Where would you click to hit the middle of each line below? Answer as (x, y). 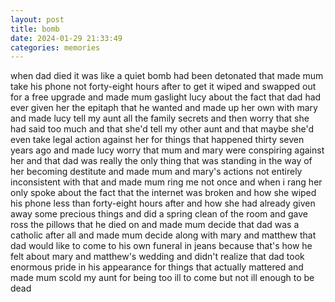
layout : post (37, 19)
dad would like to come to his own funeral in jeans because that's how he (161, 246)
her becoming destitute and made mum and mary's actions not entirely (156, 172)
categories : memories (55, 47)
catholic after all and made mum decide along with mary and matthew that (163, 235)
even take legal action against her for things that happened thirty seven (157, 140)
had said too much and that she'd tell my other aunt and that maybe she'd (162, 129)
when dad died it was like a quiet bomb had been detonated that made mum (167, 76)
